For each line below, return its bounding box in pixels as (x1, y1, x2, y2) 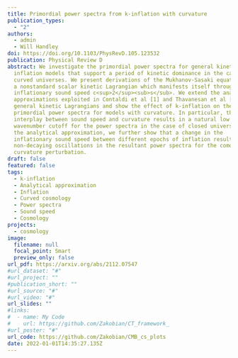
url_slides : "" (7, 301, 52, 308)
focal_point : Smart (13, 247, 72, 255)
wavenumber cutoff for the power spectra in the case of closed (13, 122, 208, 130)
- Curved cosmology (13, 195, 72, 202)
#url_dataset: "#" (7, 267, 62, 274)
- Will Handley (13, 43, 59, 50)
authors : (7, 30, 33, 38)
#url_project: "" (7, 274, 59, 281)
